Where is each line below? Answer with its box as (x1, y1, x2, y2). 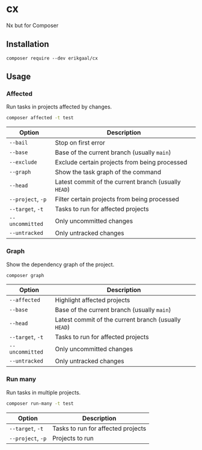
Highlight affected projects (55, 296, 130, 304)
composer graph (6, 272, 44, 278)
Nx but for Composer (6, 22, 59, 29)
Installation (6, 39, 49, 49)
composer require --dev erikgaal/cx (6, 55, 98, 61)
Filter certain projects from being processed (55, 195, 179, 204)
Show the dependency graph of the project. (6, 261, 115, 268)
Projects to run (52, 434, 94, 442)
